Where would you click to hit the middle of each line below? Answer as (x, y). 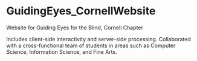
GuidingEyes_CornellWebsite (81, 11)
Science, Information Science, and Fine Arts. (62, 51)
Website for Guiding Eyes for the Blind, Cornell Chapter (75, 28)
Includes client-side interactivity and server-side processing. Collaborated (99, 39)
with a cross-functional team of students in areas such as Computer (91, 45)
